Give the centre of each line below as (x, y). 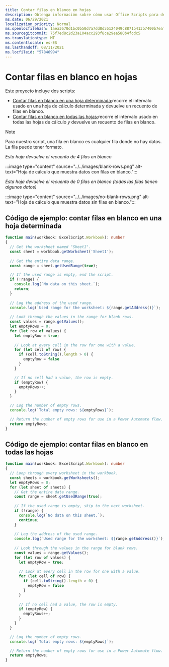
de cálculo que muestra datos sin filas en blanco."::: (82, 202)
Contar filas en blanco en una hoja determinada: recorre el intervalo (82, 101)
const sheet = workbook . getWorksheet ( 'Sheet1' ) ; (62, 252)
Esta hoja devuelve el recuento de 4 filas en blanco (58, 157)
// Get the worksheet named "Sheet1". (51, 247)
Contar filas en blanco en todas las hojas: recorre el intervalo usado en (85, 117)
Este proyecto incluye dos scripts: (40, 91)
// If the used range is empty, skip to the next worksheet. (79, 506)
